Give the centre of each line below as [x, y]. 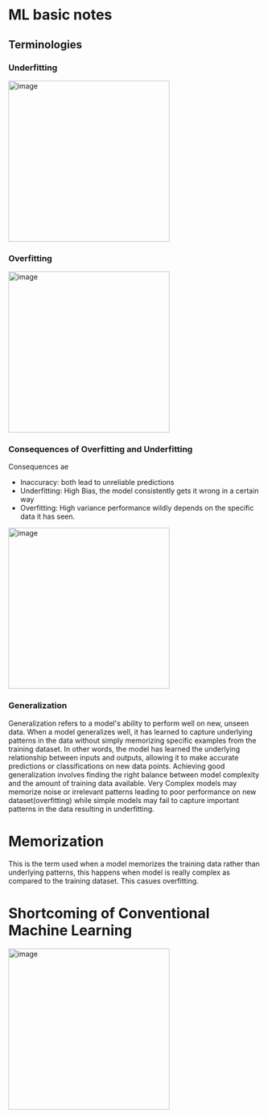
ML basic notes [60, 15]
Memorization [56, 841]
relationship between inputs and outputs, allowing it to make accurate [124, 757]
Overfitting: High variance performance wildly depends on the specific [137, 508]
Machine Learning [70, 930]
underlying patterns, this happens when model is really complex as [120, 872]
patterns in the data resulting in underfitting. [81, 809]
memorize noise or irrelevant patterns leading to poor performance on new [132, 792]
